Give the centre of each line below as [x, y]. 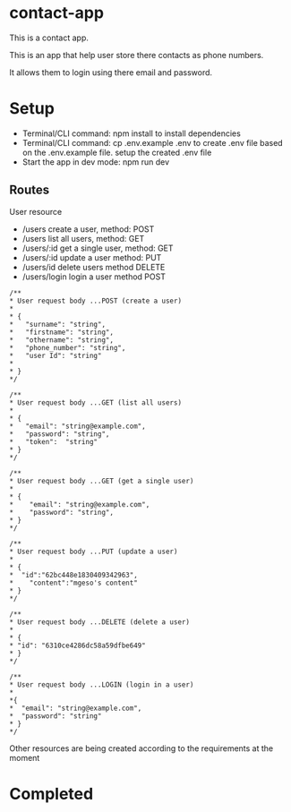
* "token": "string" [54, 441]
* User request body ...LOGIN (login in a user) [102, 684]
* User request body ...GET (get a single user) [102, 481]
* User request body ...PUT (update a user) [94, 551]
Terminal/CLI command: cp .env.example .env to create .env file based [153, 142]
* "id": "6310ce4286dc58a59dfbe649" [77, 645]
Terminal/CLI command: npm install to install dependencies [132, 133]
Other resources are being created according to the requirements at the [141, 748]
